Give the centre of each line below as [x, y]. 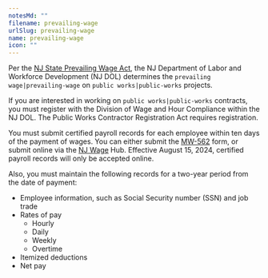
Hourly [43, 224]
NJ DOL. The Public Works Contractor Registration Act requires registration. [133, 117]
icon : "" [23, 46]
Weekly [44, 240]
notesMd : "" [28, 16]
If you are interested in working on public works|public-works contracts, [128, 101]
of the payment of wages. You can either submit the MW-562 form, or [123, 141]
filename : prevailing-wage [53, 23]
